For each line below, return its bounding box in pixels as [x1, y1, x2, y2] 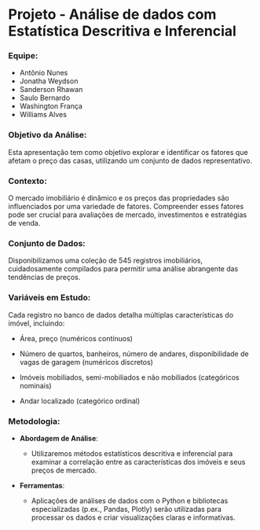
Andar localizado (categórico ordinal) [19, 396, 141, 406]
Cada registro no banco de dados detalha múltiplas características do [8, 310, 234, 319]
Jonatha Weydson [19, 76, 79, 86]
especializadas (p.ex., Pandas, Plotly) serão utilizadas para [31, 504, 222, 513]
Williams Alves [19, 110, 67, 120]
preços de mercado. [31, 466, 97, 475]
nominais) [19, 381, 53, 390]
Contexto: [8, 175, 47, 186]
